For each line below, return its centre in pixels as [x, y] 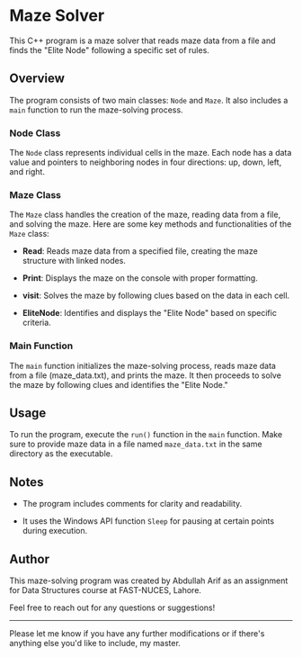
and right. [27, 172]
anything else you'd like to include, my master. [95, 643]
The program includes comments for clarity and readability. [132, 504]
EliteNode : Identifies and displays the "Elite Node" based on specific [149, 313]
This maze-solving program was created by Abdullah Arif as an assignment [149, 580]
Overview [37, 79]
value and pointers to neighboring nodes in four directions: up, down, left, [146, 162]
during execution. [55, 531]
